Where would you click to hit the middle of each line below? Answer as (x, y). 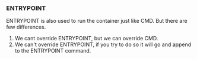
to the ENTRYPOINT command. (53, 51)
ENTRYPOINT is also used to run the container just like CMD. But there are (97, 21)
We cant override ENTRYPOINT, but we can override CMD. (86, 39)
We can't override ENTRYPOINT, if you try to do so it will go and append (103, 44)
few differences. (26, 27)
